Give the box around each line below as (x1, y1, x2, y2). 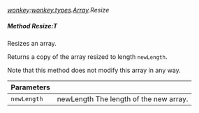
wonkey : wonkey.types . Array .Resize (7, 6, 110, 14)
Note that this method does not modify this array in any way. (7, 66, 182, 74)
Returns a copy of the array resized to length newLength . (7, 52, 168, 61)
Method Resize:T (7, 21, 58, 30)
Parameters (10, 82, 50, 92)
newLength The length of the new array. (57, 94, 189, 103)
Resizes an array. (7, 39, 57, 47)
